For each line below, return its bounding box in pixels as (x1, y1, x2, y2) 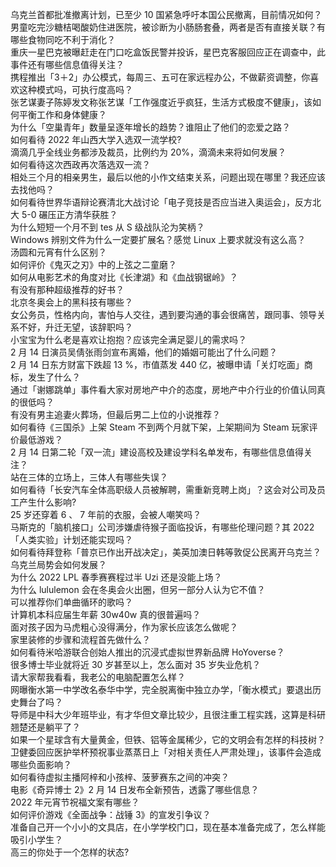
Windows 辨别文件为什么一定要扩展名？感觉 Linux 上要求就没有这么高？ (10, 234, 307, 245)
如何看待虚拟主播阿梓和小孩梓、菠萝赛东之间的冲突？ (10, 771, 230, 783)
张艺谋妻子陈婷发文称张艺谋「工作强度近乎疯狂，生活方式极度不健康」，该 (10, 96, 313, 108)
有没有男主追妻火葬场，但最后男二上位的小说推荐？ (10, 409, 221, 420)
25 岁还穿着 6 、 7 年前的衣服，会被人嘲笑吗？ (10, 509, 202, 520)
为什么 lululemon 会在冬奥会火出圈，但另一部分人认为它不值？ (10, 584, 266, 595)
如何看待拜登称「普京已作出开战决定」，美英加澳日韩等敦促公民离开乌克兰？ (10, 546, 322, 558)
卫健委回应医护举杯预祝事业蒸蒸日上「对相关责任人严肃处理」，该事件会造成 (10, 746, 322, 758)
